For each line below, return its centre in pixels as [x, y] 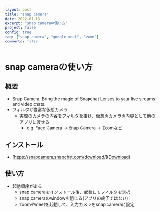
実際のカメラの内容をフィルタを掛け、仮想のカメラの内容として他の [87, 116]
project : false [20, 28]
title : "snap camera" [27, 14]
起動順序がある [27, 186]
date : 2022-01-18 [23, 19]
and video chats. [29, 104]
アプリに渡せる [34, 122]
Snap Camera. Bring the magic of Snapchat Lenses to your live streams [84, 99]
